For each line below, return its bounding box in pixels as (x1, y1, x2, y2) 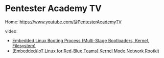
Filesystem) (12, 43, 36, 48)
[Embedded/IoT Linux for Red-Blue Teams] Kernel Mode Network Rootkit (12, 48, 159, 54)
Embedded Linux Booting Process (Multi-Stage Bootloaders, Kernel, (12, 37, 149, 43)
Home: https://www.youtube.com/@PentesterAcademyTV (5, 19, 122, 25)
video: (5, 28, 18, 34)
